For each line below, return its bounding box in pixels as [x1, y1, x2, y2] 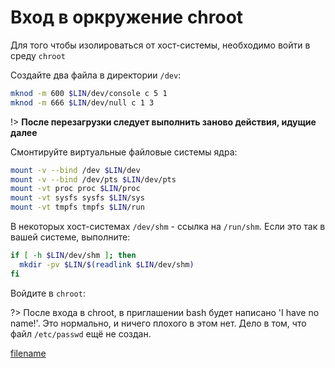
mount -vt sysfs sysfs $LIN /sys [10, 193, 145, 203]
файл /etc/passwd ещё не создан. [10, 327, 152, 340]
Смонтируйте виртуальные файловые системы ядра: [10, 146, 238, 158]
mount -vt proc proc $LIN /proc [10, 184, 141, 194]
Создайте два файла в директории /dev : [10, 69, 182, 81]
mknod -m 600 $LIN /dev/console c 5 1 [10, 88, 168, 98]
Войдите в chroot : [10, 287, 86, 299]
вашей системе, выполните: [10, 231, 131, 243]
